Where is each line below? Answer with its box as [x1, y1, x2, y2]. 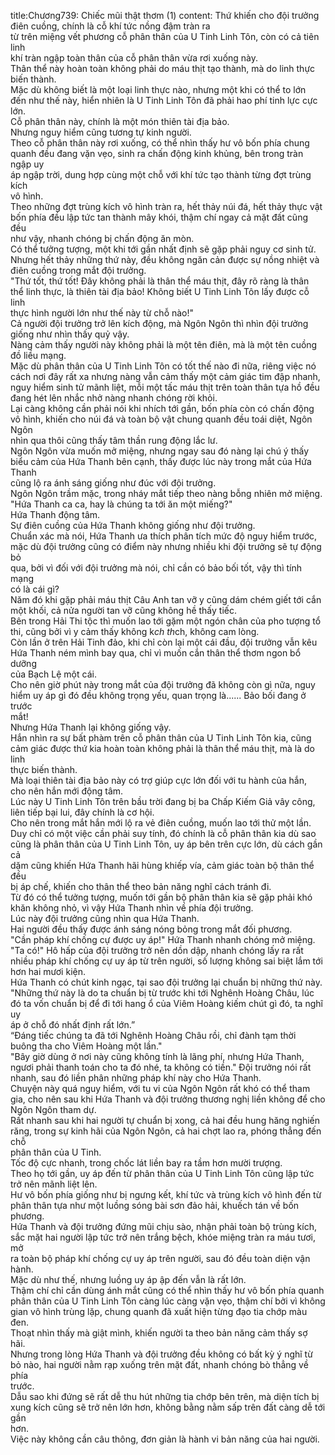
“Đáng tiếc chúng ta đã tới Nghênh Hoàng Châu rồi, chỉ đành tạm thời [10, 1030, 297, 1041]
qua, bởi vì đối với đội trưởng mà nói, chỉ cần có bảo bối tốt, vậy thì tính [10, 562, 302, 574]
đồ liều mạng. [10, 350, 67, 361]
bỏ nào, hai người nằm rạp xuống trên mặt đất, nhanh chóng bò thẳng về [10, 1359, 309, 1370]
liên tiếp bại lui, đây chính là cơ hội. [10, 806, 155, 818]
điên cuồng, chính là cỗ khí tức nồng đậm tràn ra [10, 20, 211, 32]
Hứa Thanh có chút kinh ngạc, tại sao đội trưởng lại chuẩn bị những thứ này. [10, 976, 323, 988]
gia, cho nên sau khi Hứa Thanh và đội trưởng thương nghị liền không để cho [10, 1093, 326, 1105]
